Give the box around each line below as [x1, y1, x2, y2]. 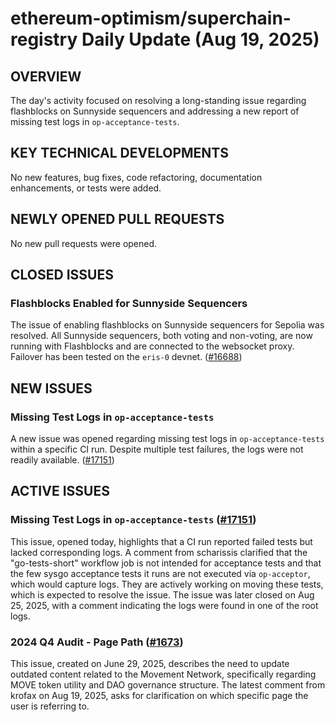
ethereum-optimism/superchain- [10, 7, 292, 30]
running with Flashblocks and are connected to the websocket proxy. [10, 340, 295, 352]
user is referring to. [10, 700, 90, 712]
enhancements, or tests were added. [10, 182, 162, 194]
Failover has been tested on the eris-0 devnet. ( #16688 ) [10, 351, 243, 363]
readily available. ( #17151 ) [10, 454, 115, 466]
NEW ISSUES [10, 380, 93, 397]
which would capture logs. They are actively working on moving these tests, [10, 578, 324, 590]
